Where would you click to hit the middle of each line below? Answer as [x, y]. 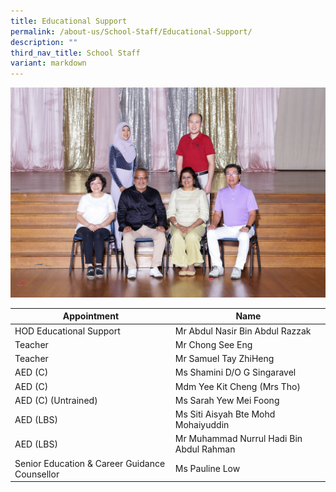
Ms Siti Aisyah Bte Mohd [225, 414]
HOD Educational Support [67, 331]
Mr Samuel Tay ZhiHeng [224, 359]
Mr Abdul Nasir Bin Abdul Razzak [243, 331]
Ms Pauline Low [207, 469]
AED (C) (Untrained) [56, 400]
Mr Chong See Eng [213, 344]
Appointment [91, 316]
